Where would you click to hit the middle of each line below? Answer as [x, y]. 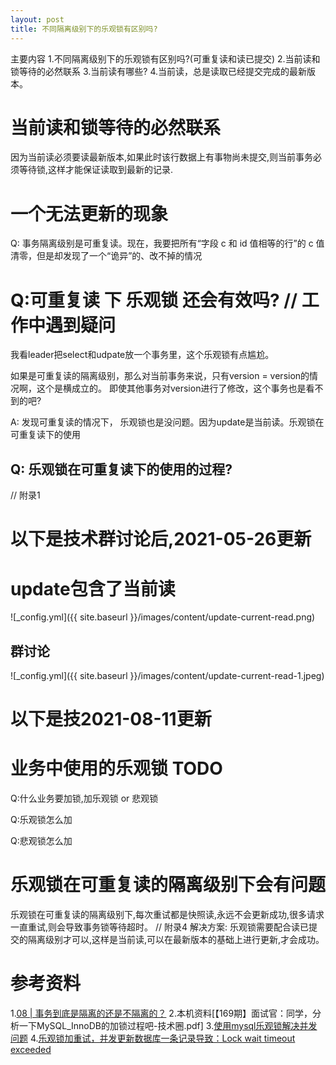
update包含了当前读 [93, 588]
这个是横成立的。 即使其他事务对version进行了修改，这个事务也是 [171, 388]
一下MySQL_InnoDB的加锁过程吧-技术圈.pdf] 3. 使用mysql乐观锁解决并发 [168, 1026]
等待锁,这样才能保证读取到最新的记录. [96, 170]
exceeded [31, 1050]
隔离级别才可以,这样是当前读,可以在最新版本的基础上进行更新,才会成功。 [176, 940]
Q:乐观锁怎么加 [41, 820]
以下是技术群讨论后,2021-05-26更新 [161, 539]
